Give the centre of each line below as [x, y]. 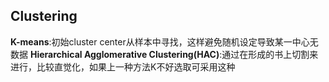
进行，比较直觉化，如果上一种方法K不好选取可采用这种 [123, 66]
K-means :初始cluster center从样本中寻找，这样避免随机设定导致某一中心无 [164, 41]
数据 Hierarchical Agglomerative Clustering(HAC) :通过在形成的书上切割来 [164, 54]
